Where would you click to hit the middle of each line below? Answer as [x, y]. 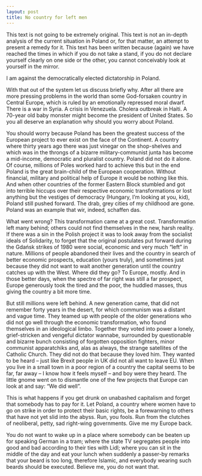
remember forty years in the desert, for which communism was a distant [96, 309]
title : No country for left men [47, 17]
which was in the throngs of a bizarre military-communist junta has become [100, 152]
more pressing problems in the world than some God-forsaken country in [97, 96]
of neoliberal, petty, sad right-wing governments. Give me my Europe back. [99, 423]
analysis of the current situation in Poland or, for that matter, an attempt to [98, 41]
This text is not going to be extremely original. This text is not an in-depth [97, 34]
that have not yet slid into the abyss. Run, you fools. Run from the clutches [98, 417]
